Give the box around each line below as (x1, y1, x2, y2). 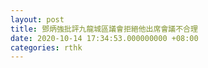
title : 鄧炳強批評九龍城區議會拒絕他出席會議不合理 (10, 24, 198, 34)
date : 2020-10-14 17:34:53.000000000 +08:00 (10, 33, 199, 43)
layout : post (10, 14, 65, 25)
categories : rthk (10, 42, 83, 53)
